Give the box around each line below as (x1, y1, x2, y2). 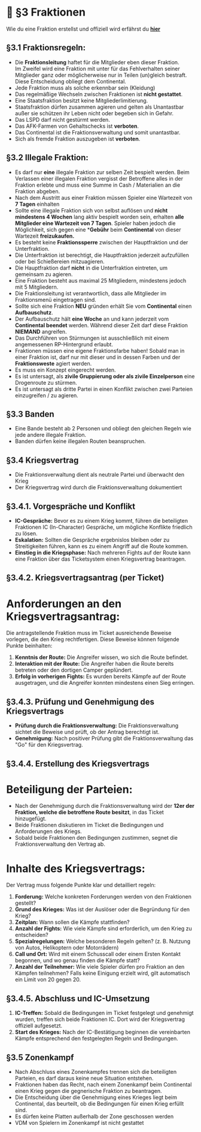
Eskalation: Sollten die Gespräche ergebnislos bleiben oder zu (14, 537, 169, 543)
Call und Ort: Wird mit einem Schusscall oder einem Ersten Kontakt (14, 951, 181, 958)
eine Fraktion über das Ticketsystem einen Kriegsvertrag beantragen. (14, 555, 187, 562)
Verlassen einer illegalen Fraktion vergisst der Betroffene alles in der (14, 175, 184, 182)
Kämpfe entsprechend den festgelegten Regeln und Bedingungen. (14, 1035, 178, 1042)
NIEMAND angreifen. (14, 328, 67, 335)
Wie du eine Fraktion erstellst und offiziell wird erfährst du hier (6, 25, 160, 32)
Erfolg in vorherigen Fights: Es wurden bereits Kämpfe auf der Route (14, 673, 187, 680)
